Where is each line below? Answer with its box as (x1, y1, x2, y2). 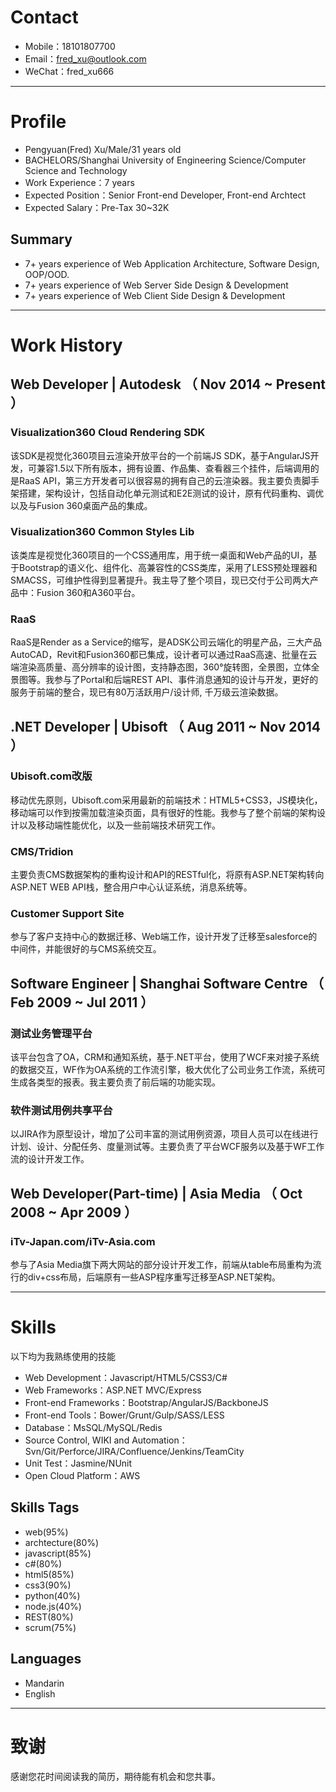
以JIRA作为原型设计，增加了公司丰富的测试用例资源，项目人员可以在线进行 (10, 1128, 319, 1140)
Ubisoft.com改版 (10, 769, 93, 783)
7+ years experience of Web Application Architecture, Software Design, (24, 257, 320, 270)
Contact (10, 6, 79, 29)
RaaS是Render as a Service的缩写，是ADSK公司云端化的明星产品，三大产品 (10, 636, 323, 648)
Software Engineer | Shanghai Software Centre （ (10, 975, 325, 992)
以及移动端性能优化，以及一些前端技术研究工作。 (18, 819, 221, 831)
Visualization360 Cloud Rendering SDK (10, 426, 206, 440)
